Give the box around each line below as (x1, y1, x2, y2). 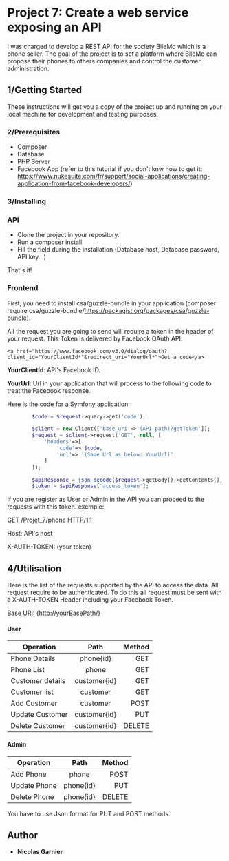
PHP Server (17, 157, 50, 166)
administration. (7, 64, 50, 72)
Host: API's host (7, 529, 53, 538)
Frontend (7, 283, 39, 293)
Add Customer (10, 698, 58, 708)
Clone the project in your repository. (17, 231, 120, 239)
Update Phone (10, 780, 57, 790)
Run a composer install (17, 238, 83, 246)
